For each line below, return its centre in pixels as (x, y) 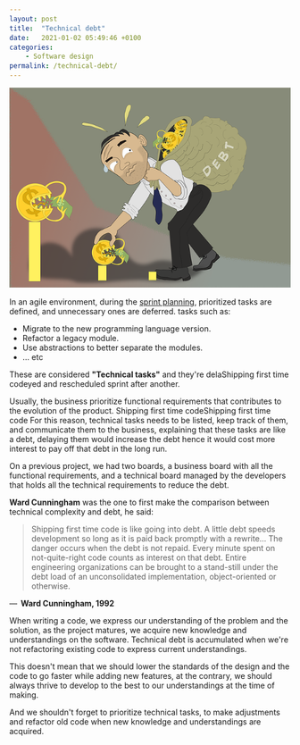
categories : (31, 47)
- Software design (59, 57)
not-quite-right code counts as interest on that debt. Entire (139, 557)
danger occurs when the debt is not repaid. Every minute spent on (153, 548)
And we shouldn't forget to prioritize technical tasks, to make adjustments (145, 712)
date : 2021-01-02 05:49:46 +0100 (75, 38)
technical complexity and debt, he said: (82, 511)
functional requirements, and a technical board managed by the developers (148, 475)
